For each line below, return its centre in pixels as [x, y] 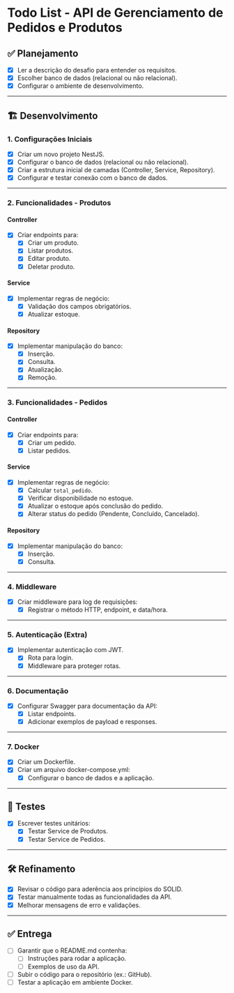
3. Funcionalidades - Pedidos [57, 402]
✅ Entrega [30, 933]
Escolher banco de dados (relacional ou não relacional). [97, 78]
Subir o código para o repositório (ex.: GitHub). [84, 974]
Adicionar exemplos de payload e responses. [92, 722]
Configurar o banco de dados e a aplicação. [91, 778]
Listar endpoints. [52, 713]
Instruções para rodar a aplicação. [77, 958]
